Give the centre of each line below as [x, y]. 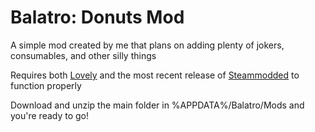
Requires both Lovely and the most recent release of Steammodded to [155, 75]
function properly [46, 85]
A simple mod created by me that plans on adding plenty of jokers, [147, 45]
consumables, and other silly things [83, 55]
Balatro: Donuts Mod [97, 17]
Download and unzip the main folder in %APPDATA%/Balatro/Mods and [157, 105]
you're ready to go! [50, 115]
